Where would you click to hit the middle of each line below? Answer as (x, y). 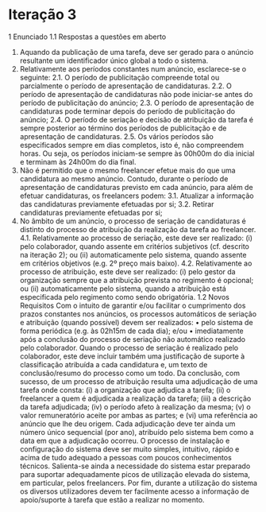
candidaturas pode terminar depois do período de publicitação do (127, 111)
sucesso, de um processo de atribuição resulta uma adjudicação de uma (139, 381)
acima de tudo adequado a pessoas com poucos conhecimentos (125, 457)
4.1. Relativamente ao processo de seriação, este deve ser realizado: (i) (136, 238)
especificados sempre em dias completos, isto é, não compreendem (132, 145)
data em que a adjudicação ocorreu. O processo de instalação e (125, 440)
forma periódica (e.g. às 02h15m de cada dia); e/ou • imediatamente (131, 331)
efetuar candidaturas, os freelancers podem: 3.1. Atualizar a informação (137, 196)
